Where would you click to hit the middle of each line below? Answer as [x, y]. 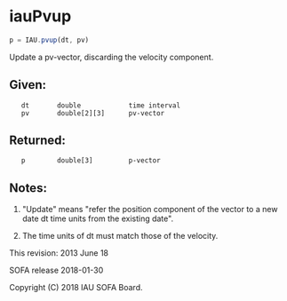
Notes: [28, 188]
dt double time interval [100, 105]
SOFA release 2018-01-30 [56, 270]
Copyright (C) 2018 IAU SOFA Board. [76, 288]
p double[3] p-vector [91, 161]
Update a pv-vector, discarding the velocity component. [112, 57]
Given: [28, 85]
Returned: [38, 141]
